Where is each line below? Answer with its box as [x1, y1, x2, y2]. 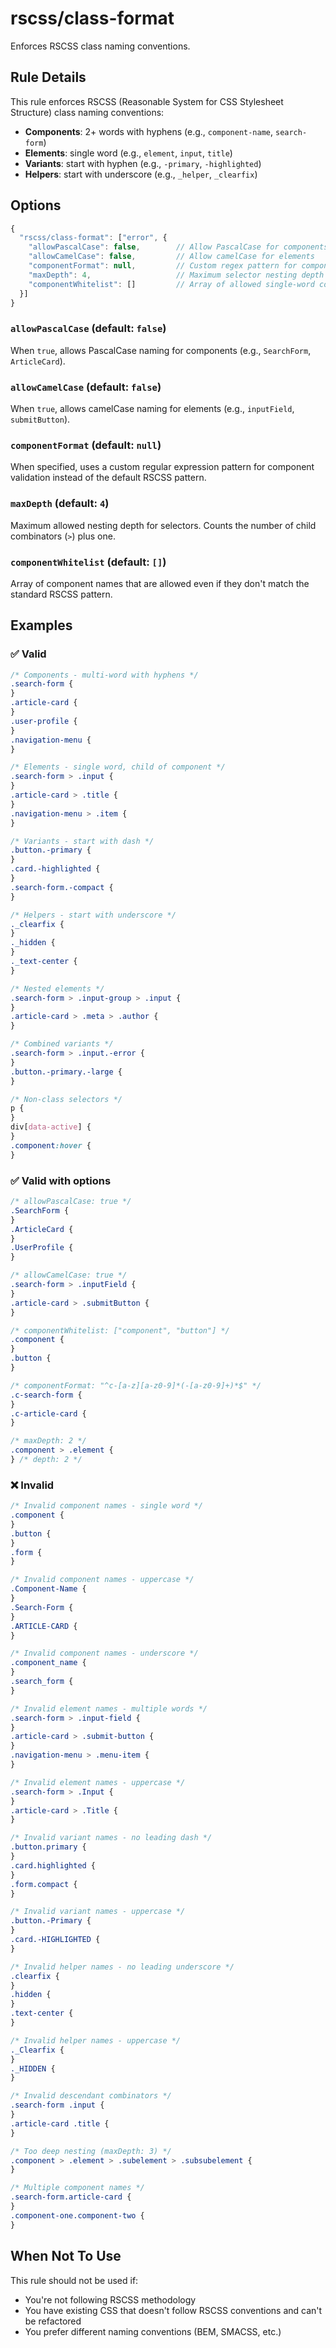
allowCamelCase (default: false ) [10, 380, 162, 394]
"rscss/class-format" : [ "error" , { [19, 233, 168, 243]
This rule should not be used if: [10, 2274, 139, 2286]
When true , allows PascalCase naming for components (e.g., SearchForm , [10, 344, 312, 356]
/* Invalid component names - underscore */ [10, 1648, 199, 1659]
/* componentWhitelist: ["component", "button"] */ [10, 1325, 230, 1336]
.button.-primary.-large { [10, 1067, 123, 1077]
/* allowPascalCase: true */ [10, 1197, 132, 1207]
